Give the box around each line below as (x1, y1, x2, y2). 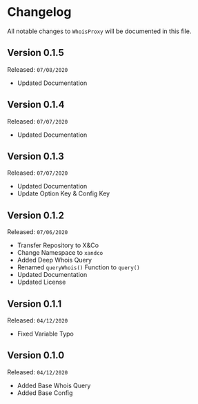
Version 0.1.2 (7, 209, 64, 221)
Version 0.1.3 (7, 150, 64, 162)
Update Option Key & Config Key (17, 189, 110, 198)
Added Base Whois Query (17, 381, 91, 389)
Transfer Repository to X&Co (17, 241, 99, 249)
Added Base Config (17, 388, 73, 397)
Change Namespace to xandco (17, 249, 103, 257)
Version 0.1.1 (7, 298, 62, 309)
